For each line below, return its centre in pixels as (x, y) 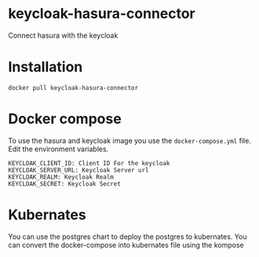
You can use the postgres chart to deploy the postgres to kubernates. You (128, 237)
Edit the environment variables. (58, 149)
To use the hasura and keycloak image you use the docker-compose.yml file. (129, 140)
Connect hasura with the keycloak (63, 35)
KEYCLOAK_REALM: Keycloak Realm (61, 177)
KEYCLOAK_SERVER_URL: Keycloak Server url (78, 170)
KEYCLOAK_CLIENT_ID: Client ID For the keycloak (89, 163)
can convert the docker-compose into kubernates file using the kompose (126, 244)
